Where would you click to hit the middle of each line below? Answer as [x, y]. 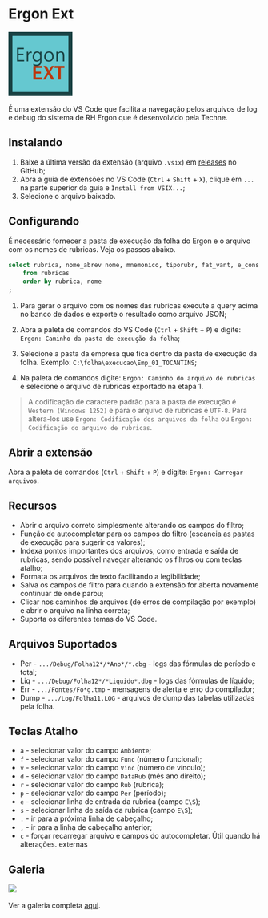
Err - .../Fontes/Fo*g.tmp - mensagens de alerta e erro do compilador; [137, 689]
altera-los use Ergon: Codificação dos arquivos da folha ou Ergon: [140, 419]
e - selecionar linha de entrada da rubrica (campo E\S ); [110, 802]
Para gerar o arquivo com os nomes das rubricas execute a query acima [139, 306]
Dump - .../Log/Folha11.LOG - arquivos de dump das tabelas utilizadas [137, 697]
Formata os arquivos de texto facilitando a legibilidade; [110, 576]
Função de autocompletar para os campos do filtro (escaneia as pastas [137, 534]
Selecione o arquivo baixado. [68, 196]
